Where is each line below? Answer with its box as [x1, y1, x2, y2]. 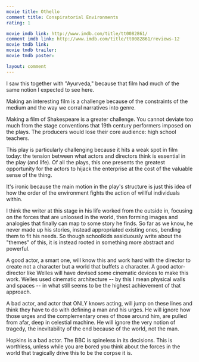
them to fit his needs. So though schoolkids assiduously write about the [6, 232, 182, 239]
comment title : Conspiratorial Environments [6, 14, 119, 20]
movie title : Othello [6, 8, 60, 15]
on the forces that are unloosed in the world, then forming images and [6, 213, 178, 220]
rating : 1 [6, 20, 31, 26]
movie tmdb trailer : [6, 47, 58, 54]
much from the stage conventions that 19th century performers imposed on [6, 121, 192, 129]
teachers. [6, 135, 30, 142]
